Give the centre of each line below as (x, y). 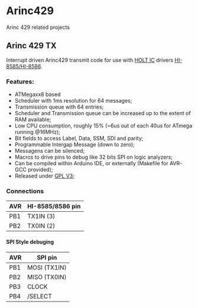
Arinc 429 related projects (38, 27)
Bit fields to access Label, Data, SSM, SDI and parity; (79, 138)
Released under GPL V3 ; (45, 176)
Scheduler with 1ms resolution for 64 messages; (73, 101)
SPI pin (47, 257)
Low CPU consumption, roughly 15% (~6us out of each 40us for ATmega (103, 126)
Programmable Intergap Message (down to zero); (74, 145)
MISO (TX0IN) (47, 277)
